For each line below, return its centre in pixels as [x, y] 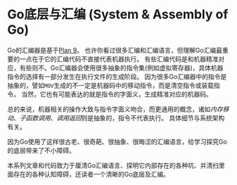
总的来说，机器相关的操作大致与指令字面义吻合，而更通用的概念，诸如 [109, 109]
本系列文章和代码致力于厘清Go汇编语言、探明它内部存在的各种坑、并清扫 [113, 165]
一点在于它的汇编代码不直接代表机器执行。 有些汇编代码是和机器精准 [119, 59]
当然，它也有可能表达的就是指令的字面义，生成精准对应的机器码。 [116, 94]
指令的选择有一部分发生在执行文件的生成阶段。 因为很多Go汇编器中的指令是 [117, 76]
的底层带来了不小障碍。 [41, 150]
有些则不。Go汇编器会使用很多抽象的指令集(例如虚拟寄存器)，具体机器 [121, 68]
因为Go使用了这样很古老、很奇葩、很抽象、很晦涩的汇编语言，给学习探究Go [117, 141]
